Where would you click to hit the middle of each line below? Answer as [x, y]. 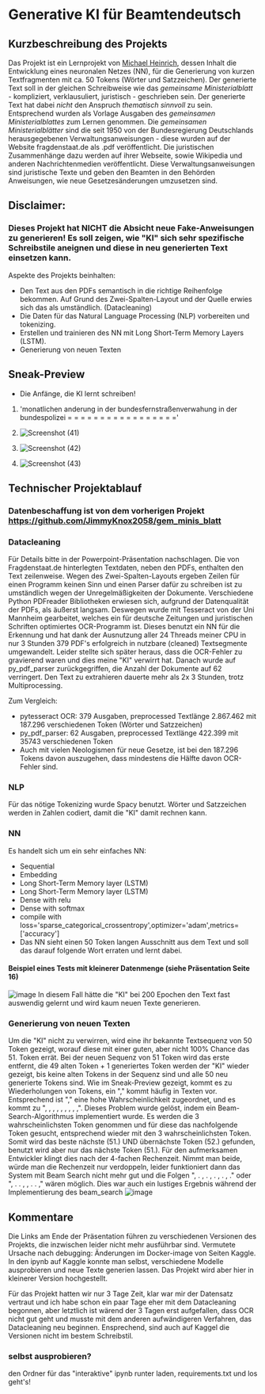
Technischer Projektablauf [75, 488]
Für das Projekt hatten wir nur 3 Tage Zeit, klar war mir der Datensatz [121, 1294]
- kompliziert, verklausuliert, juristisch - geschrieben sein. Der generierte [127, 96]
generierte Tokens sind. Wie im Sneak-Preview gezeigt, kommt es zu [120, 1083]
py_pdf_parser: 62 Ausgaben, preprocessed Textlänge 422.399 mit [129, 733]
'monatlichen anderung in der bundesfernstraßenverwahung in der [128, 409]
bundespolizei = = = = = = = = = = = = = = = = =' [99, 417]
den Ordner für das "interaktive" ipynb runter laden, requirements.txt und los [133, 1373]
